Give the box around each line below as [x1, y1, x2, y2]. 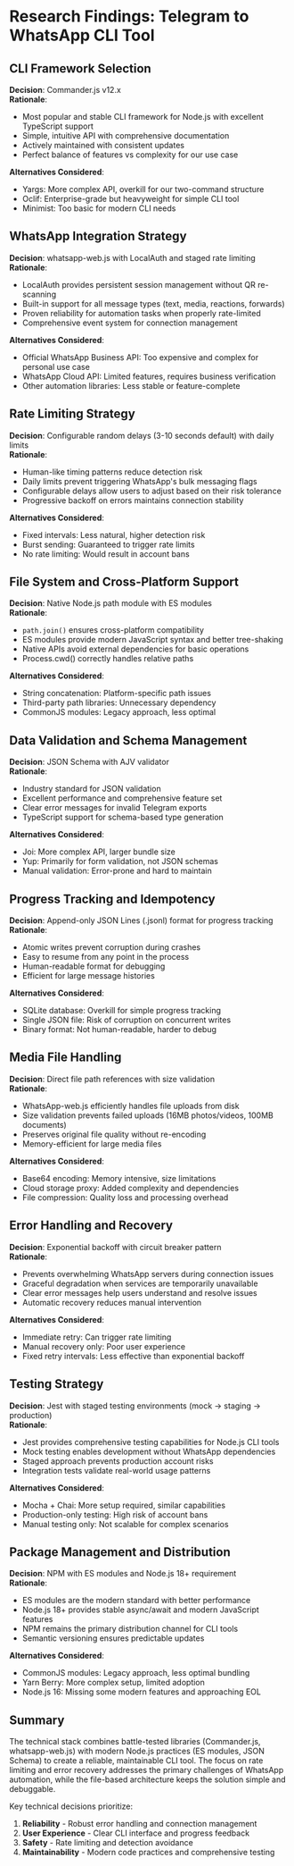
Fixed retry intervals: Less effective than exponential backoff [21, 1350, 245, 1361]
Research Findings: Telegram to [9, 6, 249, 27]
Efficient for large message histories [21, 971, 156, 981]
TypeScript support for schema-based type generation [21, 811, 225, 823]
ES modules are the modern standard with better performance [21, 1595, 251, 1606]
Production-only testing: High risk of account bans [21, 1509, 208, 1520]
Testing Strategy [9, 1376, 104, 1391]
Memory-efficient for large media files [21, 1138, 162, 1149]
